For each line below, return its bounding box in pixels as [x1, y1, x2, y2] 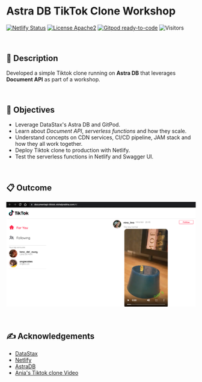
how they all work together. [14, 140, 83, 147]
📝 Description [6, 53, 58, 64]
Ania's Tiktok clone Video [14, 369, 79, 377]
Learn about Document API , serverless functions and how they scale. [14, 127, 187, 134]
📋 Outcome [6, 183, 52, 193]
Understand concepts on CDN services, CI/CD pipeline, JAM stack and [14, 134, 191, 141]
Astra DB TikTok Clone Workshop [6, 4, 176, 18]
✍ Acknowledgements [6, 331, 95, 341]
